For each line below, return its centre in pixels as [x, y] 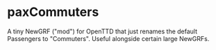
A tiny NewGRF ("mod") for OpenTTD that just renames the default [102, 31]
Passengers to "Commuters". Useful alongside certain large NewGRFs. [108, 38]
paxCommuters [53, 12]
